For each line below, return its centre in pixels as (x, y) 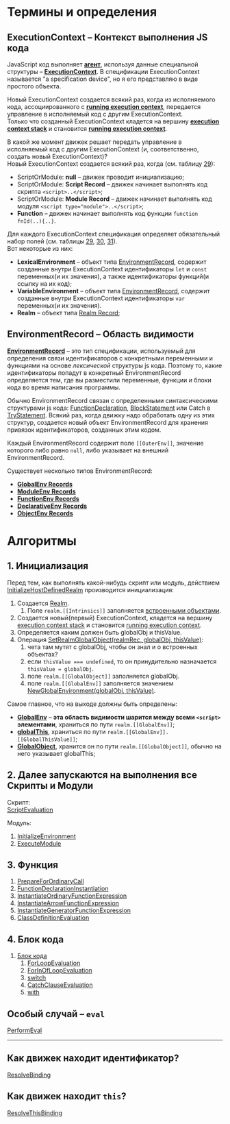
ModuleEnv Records (47, 491)
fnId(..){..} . (36, 221)
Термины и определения (82, 12)
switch (37, 978)
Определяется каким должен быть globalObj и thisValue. (100, 632)
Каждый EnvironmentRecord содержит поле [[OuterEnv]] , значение (105, 443)
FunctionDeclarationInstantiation (63, 889)
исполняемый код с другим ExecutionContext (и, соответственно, (103, 149)
